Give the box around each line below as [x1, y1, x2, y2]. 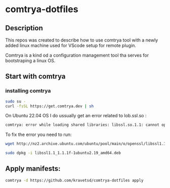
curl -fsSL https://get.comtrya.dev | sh [5, 104, 94, 109]
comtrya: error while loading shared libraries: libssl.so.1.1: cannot [5, 122, 159, 127]
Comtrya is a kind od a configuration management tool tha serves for [5, 52, 149, 58]
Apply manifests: [5, 164, 61, 173]
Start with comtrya [5, 72, 66, 81]
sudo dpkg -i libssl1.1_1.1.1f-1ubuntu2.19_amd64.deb [5, 151, 121, 156]
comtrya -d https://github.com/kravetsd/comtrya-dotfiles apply [5, 178, 144, 183]
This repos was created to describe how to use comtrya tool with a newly [5, 37, 158, 43]
